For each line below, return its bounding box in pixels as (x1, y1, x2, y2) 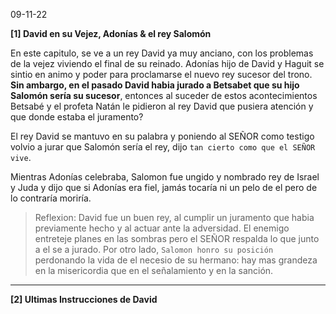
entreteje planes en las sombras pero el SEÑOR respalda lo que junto (34, 233, 320, 244)
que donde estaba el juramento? (10, 111, 144, 123)
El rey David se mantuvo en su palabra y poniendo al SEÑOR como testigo (10, 130, 315, 142)
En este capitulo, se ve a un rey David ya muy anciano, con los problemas (10, 47, 314, 59)
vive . (10, 152, 32, 163)
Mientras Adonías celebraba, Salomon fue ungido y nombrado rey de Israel (10, 171, 320, 183)
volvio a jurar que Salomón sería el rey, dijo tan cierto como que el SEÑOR (10, 141, 316, 153)
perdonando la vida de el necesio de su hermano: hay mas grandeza (34, 254, 318, 266)
